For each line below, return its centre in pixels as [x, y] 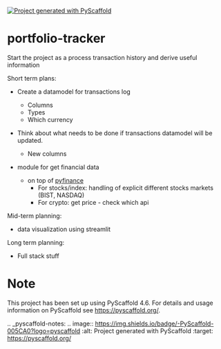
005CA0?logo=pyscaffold [44, 330]
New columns [47, 153]
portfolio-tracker [56, 39]
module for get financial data [58, 167]
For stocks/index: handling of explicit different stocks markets [126, 188]
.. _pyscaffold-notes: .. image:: [50, 323]
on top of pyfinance [56, 180]
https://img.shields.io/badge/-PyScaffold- [154, 323]
